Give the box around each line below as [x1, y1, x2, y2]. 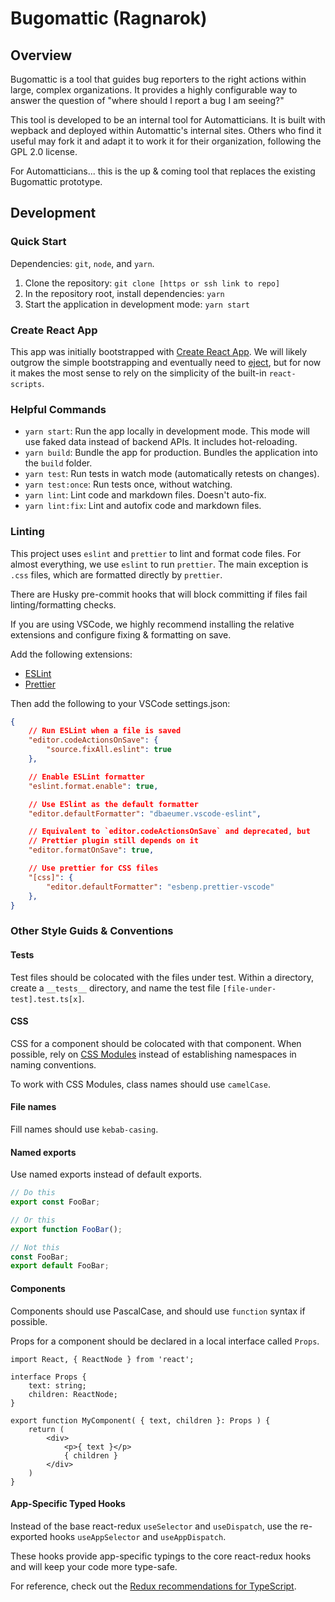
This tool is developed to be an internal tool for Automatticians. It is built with [10, 114, 326, 126]
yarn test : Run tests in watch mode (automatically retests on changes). [24, 468, 320, 480]
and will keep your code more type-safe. [10, 1560, 178, 1572]
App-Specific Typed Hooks [10, 1498, 126, 1510]
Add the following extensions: [10, 648, 133, 660]
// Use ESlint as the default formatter [28, 799, 199, 809]
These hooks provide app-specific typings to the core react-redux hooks [10, 1550, 312, 1562]
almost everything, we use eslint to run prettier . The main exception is [10, 558, 309, 570]
